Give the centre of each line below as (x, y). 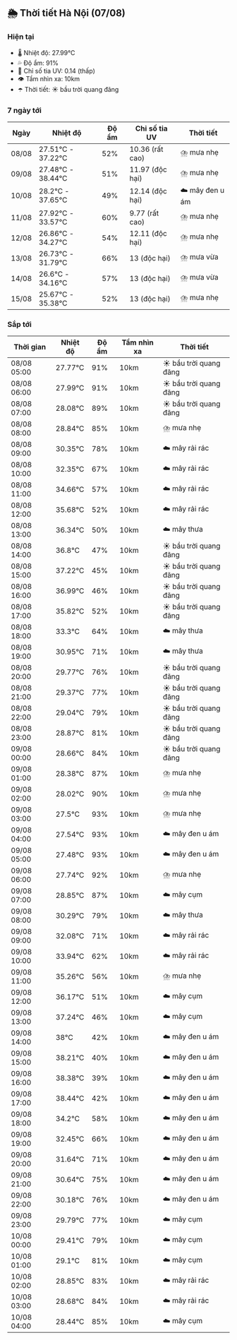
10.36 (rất (146, 149)
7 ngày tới (25, 110)
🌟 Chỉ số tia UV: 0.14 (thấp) (56, 71)
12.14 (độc (148, 191)
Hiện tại (21, 37)
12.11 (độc (148, 233)
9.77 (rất (144, 213)
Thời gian (30, 347)
